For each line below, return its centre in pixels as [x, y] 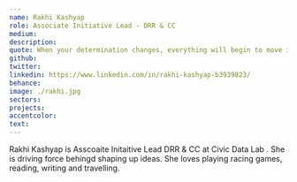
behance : [25, 83]
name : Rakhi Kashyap [47, 17]
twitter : [25, 67]
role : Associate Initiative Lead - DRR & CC [92, 26]
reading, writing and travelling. [65, 168]
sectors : [25, 99]
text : [19, 125]
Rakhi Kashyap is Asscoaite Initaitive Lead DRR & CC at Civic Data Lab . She [147, 149]
